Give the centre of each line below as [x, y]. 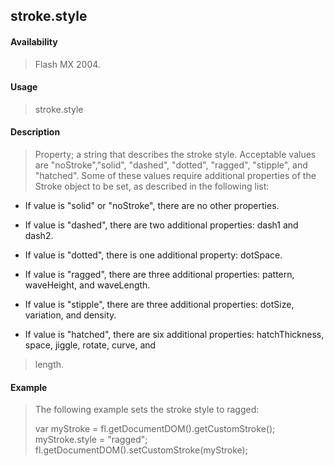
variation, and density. [70, 315]
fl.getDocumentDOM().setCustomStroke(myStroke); [141, 450]
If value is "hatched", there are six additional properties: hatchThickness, [174, 334]
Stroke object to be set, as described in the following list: [152, 186]
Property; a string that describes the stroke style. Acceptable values [175, 154]
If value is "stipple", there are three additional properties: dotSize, [159, 304]
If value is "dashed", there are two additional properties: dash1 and [161, 225]
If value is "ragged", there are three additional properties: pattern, [159, 274]
